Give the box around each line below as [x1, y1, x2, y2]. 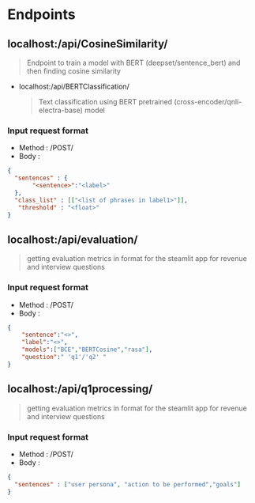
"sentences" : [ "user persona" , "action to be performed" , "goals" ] [14, 480, 242, 488]
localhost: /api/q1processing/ [7, 382, 153, 396]
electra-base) [38, 105, 84, 115]
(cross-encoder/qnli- [174, 97, 242, 106]
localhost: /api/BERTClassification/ [18, 81, 129, 91]
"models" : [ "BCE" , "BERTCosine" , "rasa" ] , [21, 346, 153, 354]
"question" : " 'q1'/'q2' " [21, 354, 107, 361]
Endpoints [7, 6, 76, 24]
